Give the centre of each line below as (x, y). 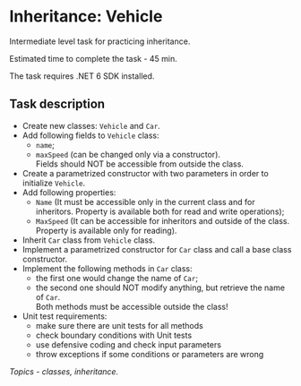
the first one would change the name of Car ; (117, 278)
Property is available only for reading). (106, 230)
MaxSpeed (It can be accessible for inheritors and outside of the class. (162, 220)
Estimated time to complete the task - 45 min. (93, 58)
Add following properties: (69, 192)
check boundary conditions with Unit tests (114, 335)
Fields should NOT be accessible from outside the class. (140, 164)
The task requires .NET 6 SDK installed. (82, 76)
